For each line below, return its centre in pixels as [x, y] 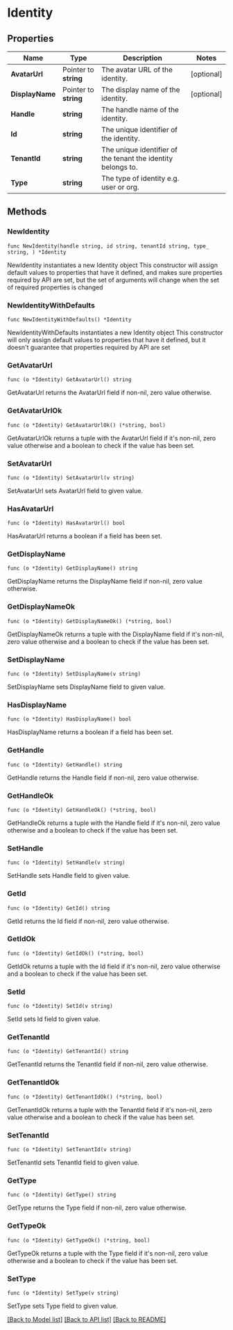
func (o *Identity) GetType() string [62, 1195]
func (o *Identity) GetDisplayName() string [72, 568]
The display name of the [141, 90]
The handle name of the [140, 110]
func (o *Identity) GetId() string [59, 908]
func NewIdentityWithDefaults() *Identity [69, 319]
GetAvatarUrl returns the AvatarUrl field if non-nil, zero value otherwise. [110, 393]
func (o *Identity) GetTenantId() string [68, 1052]
